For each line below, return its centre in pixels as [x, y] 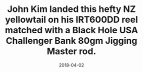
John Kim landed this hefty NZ [71, 9]
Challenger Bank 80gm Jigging [71, 41]
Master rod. [71, 51]
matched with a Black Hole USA [71, 30]
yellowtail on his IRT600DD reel [71, 20]
